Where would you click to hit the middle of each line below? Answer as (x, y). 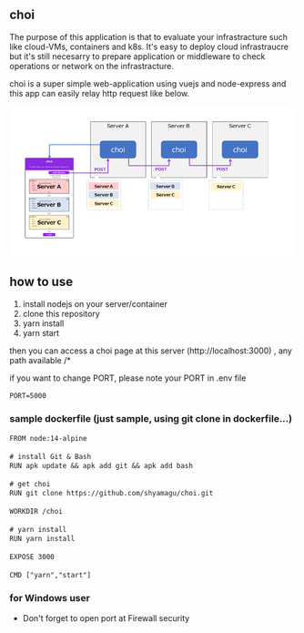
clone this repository (61, 313)
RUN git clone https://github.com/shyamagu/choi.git (111, 494)
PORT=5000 (28, 395)
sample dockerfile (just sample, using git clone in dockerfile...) (151, 418)
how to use (41, 282)
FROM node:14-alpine (49, 439)
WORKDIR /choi (36, 512)
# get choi (30, 485)
